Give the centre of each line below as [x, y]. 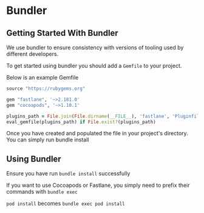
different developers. [32, 54]
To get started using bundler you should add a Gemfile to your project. [94, 66]
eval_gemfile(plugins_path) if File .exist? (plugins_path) [81, 122]
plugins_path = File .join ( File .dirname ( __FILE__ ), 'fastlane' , [88, 116]
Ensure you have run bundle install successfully [68, 174]
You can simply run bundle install [48, 140]
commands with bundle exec [42, 192]
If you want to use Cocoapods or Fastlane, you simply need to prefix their [98, 185]
